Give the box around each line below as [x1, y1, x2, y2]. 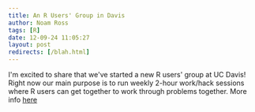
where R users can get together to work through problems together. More [8, 87, 247, 95]
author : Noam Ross [8, 19, 69, 27]
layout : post [8, 41, 51, 49]
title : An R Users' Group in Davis [8, 11, 126, 20]
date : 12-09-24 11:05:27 [8, 33, 90, 42]
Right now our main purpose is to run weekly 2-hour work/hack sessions [8, 78, 245, 88]
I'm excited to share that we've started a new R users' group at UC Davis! [8, 70, 246, 79]
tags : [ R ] [8, 26, 41, 34]
